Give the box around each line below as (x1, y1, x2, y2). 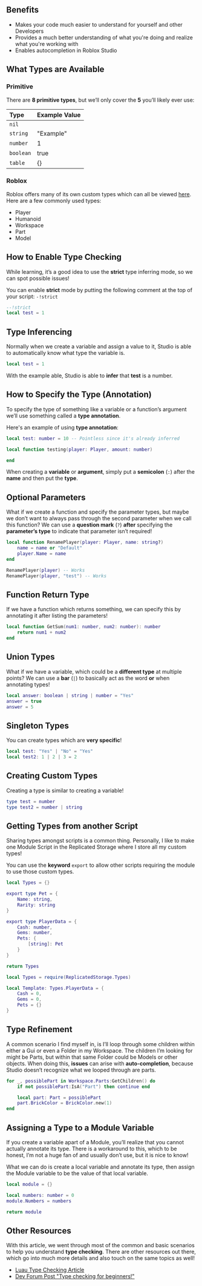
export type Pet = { (6, 890, 59, 897)
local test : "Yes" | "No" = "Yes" (6, 748, 94, 755)
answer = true (6, 698, 42, 704)
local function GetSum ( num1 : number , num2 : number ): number (6, 624, 161, 630)
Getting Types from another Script (6, 821, 138, 831)
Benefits (6, 5, 39, 15)
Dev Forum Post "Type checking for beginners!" (15, 1273, 135, 1280)
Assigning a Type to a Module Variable (6, 1122, 154, 1133)
